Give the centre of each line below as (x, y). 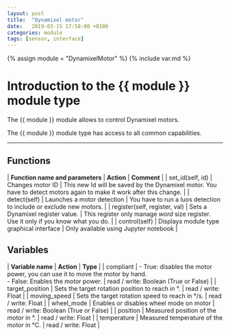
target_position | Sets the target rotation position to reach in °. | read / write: (114, 288)
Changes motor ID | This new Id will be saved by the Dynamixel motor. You (112, 184)
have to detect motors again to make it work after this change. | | (98, 192)
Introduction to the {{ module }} (99, 86)
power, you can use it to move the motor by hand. (77, 274)
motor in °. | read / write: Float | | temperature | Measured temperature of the (115, 317)
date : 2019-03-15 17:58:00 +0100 (58, 26)
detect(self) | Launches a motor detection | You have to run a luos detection (114, 199)
